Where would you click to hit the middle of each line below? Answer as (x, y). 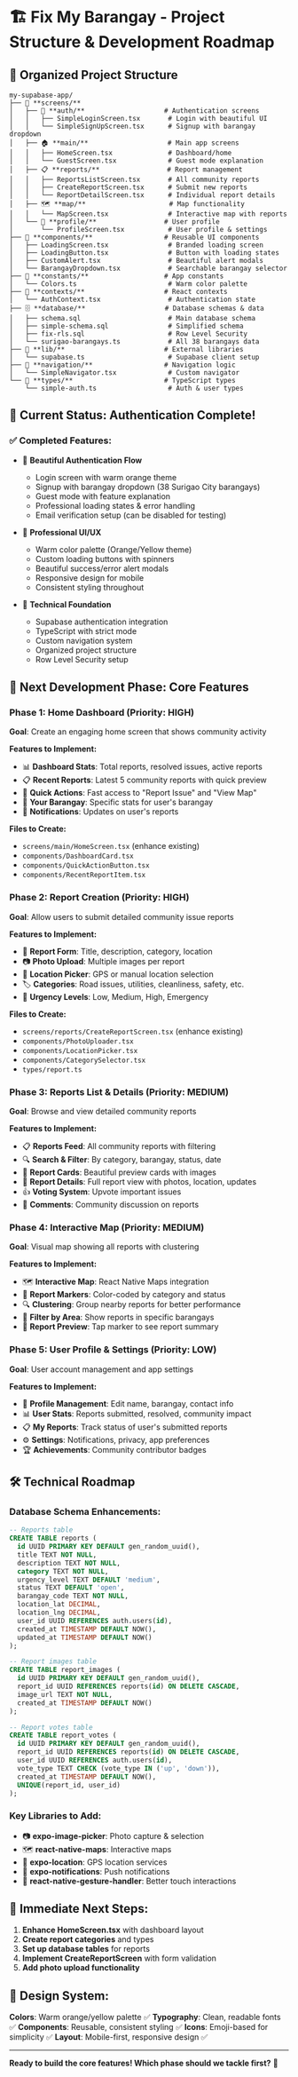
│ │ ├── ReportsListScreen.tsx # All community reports (134, 179)
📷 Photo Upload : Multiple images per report (103, 961)
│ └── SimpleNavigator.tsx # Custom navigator (125, 373)
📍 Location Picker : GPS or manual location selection (118, 974)
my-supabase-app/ (41, 95)
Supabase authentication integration (102, 622)
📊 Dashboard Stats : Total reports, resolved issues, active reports (142, 767)
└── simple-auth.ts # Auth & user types (134, 388)
